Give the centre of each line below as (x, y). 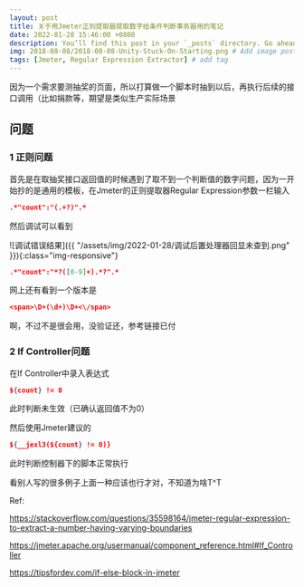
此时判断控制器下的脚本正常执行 (69, 464)
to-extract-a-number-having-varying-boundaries (101, 528)
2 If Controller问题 (50, 351)
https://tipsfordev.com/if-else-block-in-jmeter (95, 573)
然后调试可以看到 (41, 226)
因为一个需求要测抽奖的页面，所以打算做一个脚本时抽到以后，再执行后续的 (148, 87)
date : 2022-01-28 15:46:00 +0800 (72, 34)
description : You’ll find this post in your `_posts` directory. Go (141, 43)
